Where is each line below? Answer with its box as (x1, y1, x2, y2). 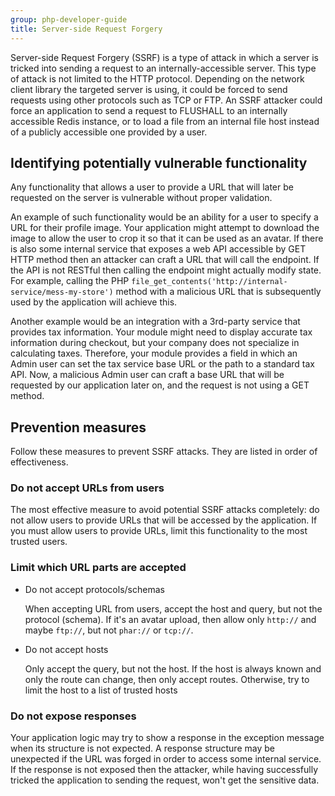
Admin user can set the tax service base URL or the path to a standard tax (10, 358, 315, 370)
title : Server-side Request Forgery (10, 24, 163, 34)
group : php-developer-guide (10, 14, 128, 25)
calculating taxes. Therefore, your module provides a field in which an (10, 347, 298, 360)
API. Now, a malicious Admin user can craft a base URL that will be (10, 369, 285, 381)
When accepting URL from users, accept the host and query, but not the (24, 602, 323, 615)
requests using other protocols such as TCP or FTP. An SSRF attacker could (10, 94, 323, 106)
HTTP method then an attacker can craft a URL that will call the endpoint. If (10, 254, 320, 266)
